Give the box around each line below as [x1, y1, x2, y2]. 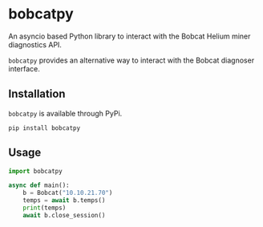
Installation [8, 87, 66, 101]
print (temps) [22, 204, 67, 213]
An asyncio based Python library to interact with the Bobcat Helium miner [8, 31, 251, 41]
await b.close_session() [22, 211, 106, 219]
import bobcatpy [8, 167, 63, 175]
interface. [8, 63, 40, 73]
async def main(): [8, 181, 70, 189]
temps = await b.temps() [22, 197, 106, 205]
